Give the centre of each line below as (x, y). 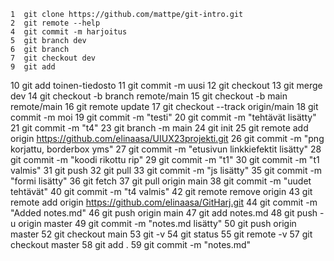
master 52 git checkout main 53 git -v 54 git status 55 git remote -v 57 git (161, 234)
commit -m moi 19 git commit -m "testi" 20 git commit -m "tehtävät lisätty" (163, 117)
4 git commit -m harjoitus (69, 32)
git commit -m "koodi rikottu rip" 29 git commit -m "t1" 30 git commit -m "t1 (165, 159)
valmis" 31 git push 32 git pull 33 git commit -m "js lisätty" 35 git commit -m (166, 170)
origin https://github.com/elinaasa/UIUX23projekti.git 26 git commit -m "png (167, 138)
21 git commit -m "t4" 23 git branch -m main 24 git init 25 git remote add (159, 128)
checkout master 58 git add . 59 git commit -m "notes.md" (131, 244)
